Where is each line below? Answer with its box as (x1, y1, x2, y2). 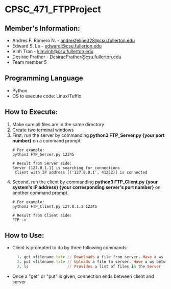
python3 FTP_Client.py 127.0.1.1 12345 (12, 204, 97, 209)
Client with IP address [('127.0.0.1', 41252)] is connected (14, 170, 148, 175)
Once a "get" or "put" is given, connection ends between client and (12, 273, 154, 279)
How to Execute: (5, 108, 58, 116)
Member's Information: (5, 24, 80, 33)
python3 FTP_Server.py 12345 (12, 152, 75, 157)
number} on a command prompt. (12, 137, 82, 143)
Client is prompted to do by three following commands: (12, 245, 128, 251)
